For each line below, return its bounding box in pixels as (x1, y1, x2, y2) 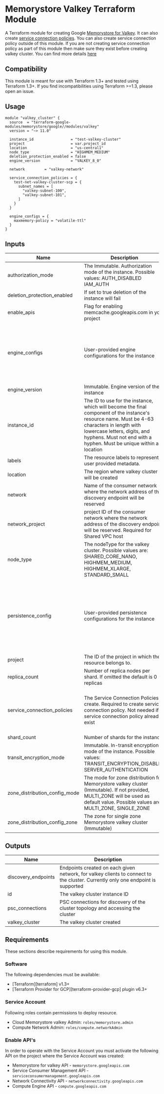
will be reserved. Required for (83, 527, 152, 534)
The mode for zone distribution (83, 774, 155, 781)
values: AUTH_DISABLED (83, 275, 142, 282)
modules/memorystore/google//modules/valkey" (5, 124, 99, 129)
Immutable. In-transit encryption (83, 742, 159, 749)
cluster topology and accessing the (59, 905, 141, 912)
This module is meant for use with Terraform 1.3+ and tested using (5, 78, 139, 84)
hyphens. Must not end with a (83, 434, 152, 441)
